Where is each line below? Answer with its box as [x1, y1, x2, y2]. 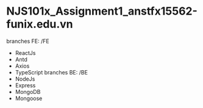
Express [15, 81, 36, 89]
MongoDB [15, 88, 41, 95]
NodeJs [15, 75, 35, 82]
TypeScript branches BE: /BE [15, 68, 88, 76]
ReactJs [15, 49, 36, 56]
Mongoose [15, 95, 43, 102]
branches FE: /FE [6, 37, 50, 45]
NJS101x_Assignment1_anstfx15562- [6, 4, 198, 18]
